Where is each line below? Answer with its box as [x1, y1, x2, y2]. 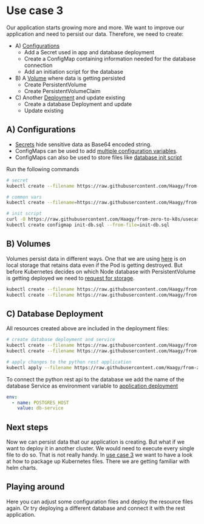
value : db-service [17, 405, 64, 411]
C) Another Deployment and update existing [15, 94, 126, 101]
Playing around [6, 482, 65, 492]
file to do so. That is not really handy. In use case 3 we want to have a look [6, 451, 193, 459]
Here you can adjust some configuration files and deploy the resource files [6, 498, 193, 505]
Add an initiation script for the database [24, 68, 123, 75]
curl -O [6, 216, 26, 222]
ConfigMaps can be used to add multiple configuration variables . [15, 147, 178, 154]
